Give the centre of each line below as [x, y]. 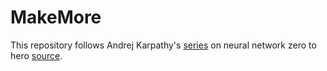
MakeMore [56, 17]
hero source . [36, 55]
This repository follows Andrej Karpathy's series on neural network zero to [163, 45]
